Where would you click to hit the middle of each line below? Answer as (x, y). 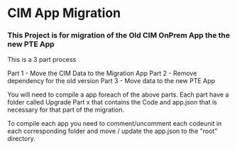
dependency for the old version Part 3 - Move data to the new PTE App (111, 81)
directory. (21, 139)
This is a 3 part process (42, 60)
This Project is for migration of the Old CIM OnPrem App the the (119, 36)
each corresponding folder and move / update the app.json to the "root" (112, 131)
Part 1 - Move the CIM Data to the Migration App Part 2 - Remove (102, 73)
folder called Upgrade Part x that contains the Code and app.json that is (112, 102)
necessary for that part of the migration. (66, 110)
